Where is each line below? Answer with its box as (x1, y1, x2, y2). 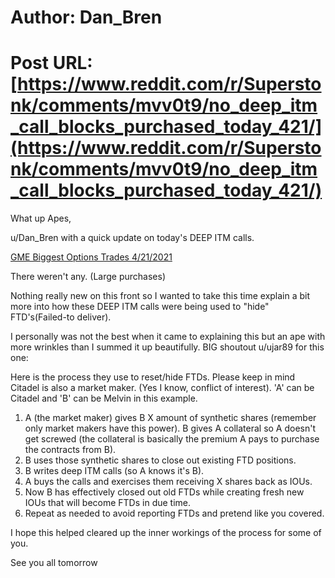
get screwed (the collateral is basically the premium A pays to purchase (24, 433, 320, 445)
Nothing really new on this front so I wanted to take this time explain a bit (10, 290, 311, 302)
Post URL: (10, 52, 93, 75)
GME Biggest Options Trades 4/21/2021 (10, 251, 173, 263)
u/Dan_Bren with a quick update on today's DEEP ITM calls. (10, 232, 255, 244)
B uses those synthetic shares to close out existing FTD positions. (24, 454, 297, 466)
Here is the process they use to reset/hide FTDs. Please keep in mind (10, 371, 296, 383)
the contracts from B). (24, 444, 117, 456)
